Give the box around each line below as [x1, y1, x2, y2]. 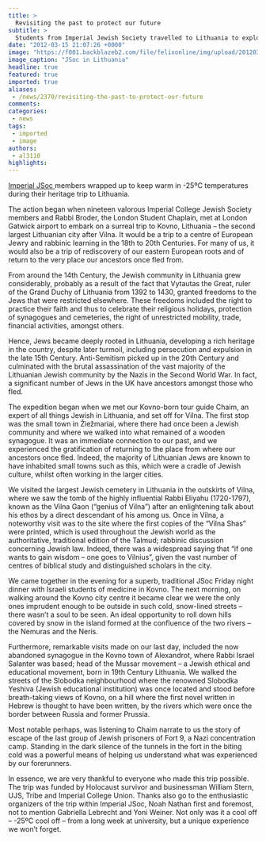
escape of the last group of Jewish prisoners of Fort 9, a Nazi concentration [8, 733, 256, 743]
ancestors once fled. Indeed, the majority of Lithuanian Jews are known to [8, 453, 251, 462]
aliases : [8, 85, 37, 94]
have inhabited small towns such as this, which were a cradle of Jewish [8, 461, 241, 471]
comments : [8, 100, 41, 108]
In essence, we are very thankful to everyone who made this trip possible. [8, 774, 249, 783]
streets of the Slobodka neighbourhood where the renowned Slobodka [8, 676, 239, 686]
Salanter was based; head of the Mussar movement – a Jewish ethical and [8, 659, 251, 668]
